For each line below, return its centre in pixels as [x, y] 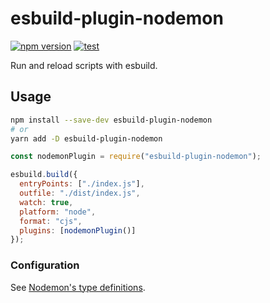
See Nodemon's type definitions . [78, 287]
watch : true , [46, 202]
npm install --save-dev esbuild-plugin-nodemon [111, 120]
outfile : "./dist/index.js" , [80, 193]
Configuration [45, 265]
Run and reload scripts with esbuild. [84, 65]
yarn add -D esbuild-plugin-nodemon [86, 138]
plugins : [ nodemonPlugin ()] [78, 230]
